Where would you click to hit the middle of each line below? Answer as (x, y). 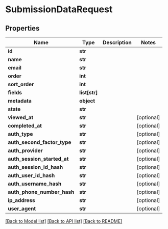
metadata (20, 101)
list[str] (88, 93)
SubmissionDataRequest (59, 9)
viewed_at (21, 117)
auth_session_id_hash (35, 167)
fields (15, 93)
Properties (22, 28)
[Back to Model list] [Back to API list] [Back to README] (64, 221)
